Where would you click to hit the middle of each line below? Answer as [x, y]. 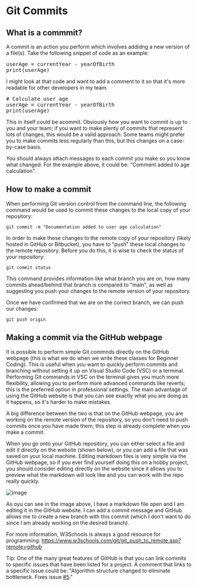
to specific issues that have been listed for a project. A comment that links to [99, 564]
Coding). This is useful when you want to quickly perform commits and [92, 364]
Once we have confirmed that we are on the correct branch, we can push [95, 302]
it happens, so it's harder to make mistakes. [59, 401]
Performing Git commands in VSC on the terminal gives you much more [93, 377]
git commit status [29, 267]
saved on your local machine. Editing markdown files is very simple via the [96, 456]
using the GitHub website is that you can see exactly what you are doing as [97, 396]
